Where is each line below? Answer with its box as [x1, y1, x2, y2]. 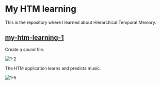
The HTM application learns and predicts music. [5, 65, 101, 71]
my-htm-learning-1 [5, 34, 64, 42]
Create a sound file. [5, 46, 45, 52]
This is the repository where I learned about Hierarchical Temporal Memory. [5, 19, 157, 25]
